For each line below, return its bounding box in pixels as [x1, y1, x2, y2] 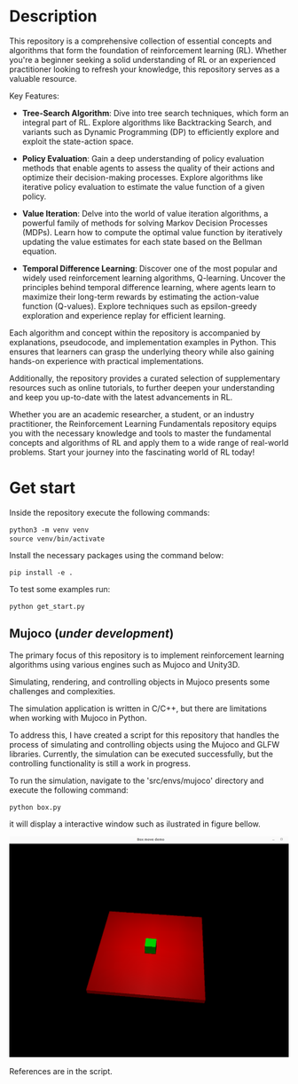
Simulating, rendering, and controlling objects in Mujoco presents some [9, 677, 271, 687]
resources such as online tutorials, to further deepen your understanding [9, 382, 275, 392]
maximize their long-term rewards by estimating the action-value [21, 291, 260, 302]
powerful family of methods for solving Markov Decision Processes [21, 218, 268, 228]
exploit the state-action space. [21, 136, 135, 146]
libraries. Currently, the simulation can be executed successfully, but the [9, 748, 273, 759]
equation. [21, 246, 58, 257]
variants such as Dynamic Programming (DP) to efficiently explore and [21, 126, 279, 137]
